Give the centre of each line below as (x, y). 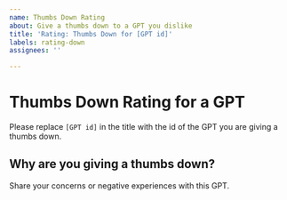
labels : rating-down (48, 42)
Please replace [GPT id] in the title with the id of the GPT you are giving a (143, 127)
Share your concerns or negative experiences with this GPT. (119, 185)
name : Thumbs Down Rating (57, 17)
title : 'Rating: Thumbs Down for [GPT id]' (91, 34)
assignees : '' (36, 51)
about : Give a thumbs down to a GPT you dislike (101, 26)
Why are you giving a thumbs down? (112, 164)
